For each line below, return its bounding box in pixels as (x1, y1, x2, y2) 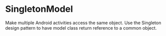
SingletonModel (5, 3, 73, 15)
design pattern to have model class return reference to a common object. (5, 25, 157, 31)
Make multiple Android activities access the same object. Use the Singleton (5, 20, 161, 26)
